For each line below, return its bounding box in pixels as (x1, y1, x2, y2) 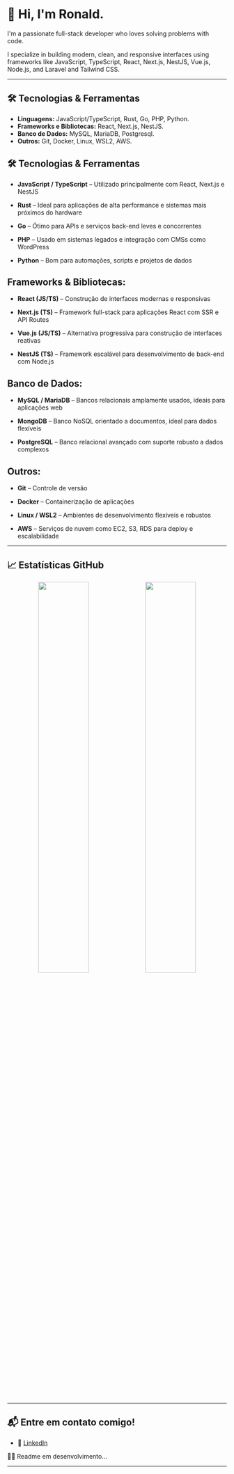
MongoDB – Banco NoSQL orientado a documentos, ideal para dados (17, 417, 217, 426)
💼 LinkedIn (17, 1438, 48, 1447)
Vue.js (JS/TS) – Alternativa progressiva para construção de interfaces (17, 329, 223, 337)
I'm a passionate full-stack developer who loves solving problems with (7, 29, 210, 38)
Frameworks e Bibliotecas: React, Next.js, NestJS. (17, 122, 164, 130)
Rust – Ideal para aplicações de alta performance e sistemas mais (17, 201, 207, 209)
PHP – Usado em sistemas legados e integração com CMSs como (17, 235, 206, 243)
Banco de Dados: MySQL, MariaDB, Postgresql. (17, 129, 155, 138)
